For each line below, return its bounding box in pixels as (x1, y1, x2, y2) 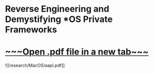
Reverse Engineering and (5, 3, 110, 15)
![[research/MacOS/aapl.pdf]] (5, 62, 65, 69)
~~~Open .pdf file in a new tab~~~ (5, 46, 149, 57)
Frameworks (5, 24, 57, 35)
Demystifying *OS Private (5, 14, 113, 25)
